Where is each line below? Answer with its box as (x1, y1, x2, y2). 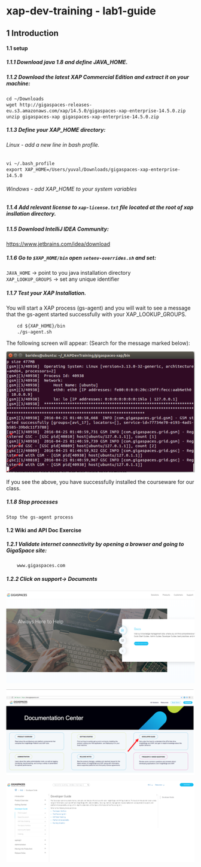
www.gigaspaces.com (17, 563, 66, 569)
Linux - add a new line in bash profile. (6, 141, 100, 148)
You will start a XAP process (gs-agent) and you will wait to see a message (6, 304, 191, 311)
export (6, 166, 23, 173)
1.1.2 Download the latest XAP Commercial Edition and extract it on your (6, 74, 190, 81)
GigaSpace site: (6, 547, 47, 554)
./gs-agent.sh (17, 329, 52, 335)
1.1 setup (6, 45, 28, 52)
